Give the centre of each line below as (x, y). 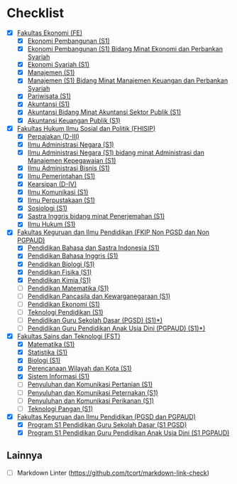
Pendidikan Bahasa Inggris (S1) (73, 256)
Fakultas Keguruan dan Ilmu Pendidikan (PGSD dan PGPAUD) (106, 416)
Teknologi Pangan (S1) (60, 409)
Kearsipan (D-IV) (52, 184)
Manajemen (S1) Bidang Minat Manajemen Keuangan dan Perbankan (128, 80)
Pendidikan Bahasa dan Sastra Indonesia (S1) (94, 248)
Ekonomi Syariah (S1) (59, 65)
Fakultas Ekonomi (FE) (50, 33)
